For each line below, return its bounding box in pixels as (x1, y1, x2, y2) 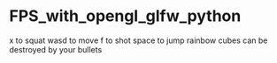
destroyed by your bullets (9, 44, 103, 54)
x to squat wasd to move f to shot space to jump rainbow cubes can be (9, 35, 268, 45)
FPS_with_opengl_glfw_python (9, 6, 242, 26)
